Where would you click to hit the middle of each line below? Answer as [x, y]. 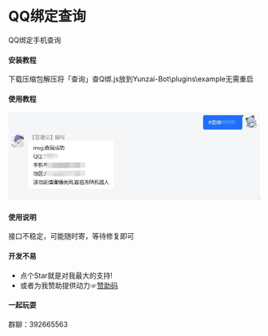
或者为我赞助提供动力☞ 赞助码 [69, 285]
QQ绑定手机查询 [35, 40]
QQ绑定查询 [47, 16]
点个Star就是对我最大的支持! [66, 275]
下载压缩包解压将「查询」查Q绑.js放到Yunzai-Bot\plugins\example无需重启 [131, 79]
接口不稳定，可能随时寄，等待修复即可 [71, 236]
